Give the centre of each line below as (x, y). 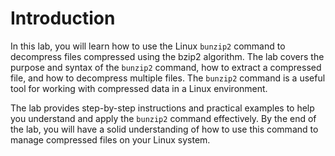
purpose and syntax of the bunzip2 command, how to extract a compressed (166, 67)
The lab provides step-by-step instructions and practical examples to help (162, 108)
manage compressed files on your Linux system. (110, 139)
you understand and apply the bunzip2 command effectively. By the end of (163, 118)
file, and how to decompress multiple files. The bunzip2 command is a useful (168, 78)
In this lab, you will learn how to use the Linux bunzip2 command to (148, 46)
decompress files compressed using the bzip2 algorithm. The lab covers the (167, 56)
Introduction (63, 18)
